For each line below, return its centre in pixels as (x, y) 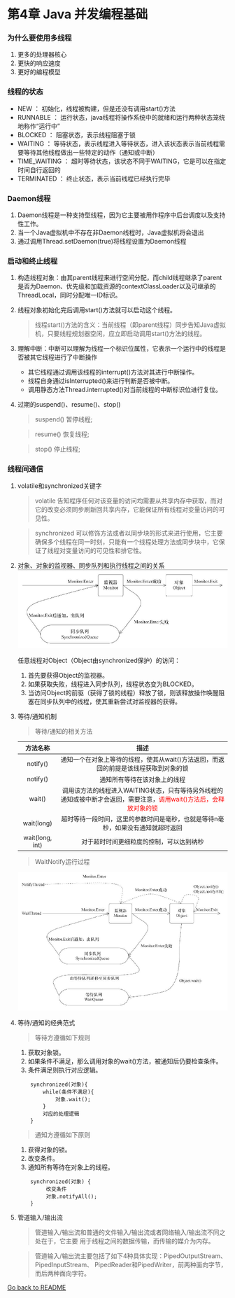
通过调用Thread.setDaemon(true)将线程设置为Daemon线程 (102, 242)
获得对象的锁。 (49, 1150)
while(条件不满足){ (69, 1092)
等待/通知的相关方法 (64, 731)
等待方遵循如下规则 (63, 1038)
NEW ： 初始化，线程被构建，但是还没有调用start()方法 (97, 109)
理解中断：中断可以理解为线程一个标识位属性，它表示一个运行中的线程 (119, 349)
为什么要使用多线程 (40, 38)
